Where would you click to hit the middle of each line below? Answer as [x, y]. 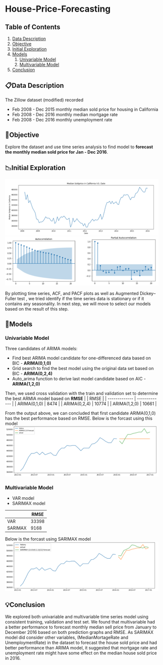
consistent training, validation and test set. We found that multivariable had [80, 622]
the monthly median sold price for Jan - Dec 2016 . [57, 152]
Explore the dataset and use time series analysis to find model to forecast [79, 147]
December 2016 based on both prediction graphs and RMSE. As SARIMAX [79, 632]
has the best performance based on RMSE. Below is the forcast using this [79, 418]
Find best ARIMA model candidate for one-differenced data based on [81, 358]
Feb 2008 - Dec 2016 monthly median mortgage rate [65, 114]
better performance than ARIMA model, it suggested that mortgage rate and [81, 647]
